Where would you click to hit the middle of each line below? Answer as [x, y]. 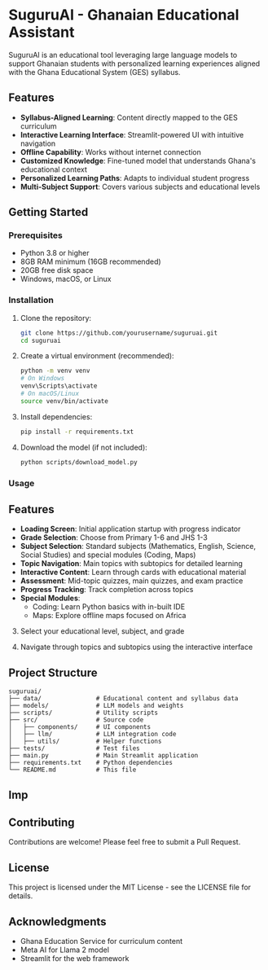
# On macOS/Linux [50, 394]
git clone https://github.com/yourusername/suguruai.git [119, 333]
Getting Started [48, 212]
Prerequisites [35, 235]
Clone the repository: [56, 318]
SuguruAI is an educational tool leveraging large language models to [123, 55]
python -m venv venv [55, 371]
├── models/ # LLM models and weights [96, 706]
